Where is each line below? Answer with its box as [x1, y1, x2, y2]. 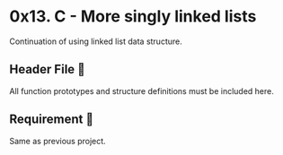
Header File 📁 [9, 62, 85, 77]
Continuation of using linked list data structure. [9, 36, 182, 47]
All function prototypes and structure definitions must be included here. [9, 85, 274, 96]
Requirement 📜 [9, 112, 94, 127]
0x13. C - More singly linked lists [9, 6, 257, 27]
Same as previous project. [9, 135, 106, 146]
